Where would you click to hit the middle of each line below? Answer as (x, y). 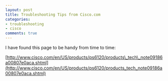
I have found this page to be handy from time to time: (61, 48)
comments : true (21, 33)
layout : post (19, 10)
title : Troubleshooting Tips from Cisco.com (53, 15)
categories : (18, 19)
